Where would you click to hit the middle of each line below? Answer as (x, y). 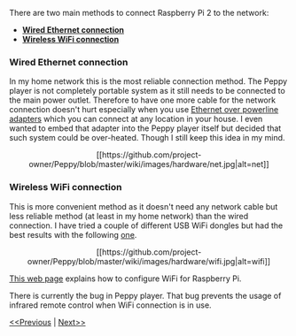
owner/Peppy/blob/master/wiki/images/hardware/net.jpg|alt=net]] (149, 164)
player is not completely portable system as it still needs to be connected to (147, 91)
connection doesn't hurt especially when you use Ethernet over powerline (144, 110)
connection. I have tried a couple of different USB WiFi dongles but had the (146, 225)
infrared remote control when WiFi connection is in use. (110, 305)
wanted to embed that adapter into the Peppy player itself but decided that (145, 128)
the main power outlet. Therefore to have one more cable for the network (143, 100)
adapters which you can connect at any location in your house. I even (136, 119)
